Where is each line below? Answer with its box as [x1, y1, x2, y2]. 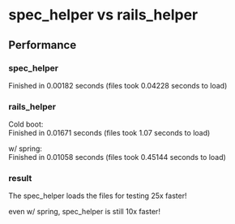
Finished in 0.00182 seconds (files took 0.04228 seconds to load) [8, 80, 228, 90]
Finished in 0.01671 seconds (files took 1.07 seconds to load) [8, 128, 211, 138]
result [8, 173, 32, 184]
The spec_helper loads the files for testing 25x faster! [8, 191, 187, 200]
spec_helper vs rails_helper [8, 6, 199, 24]
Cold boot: [8, 119, 44, 129]
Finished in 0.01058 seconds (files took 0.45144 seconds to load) [8, 153, 227, 162]
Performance [8, 38, 77, 52]
